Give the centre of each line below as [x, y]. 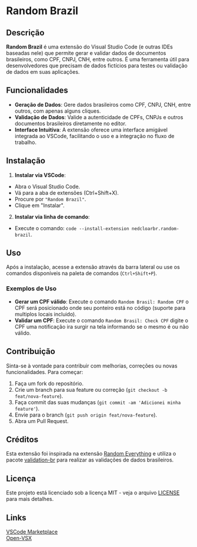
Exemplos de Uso [31, 289]
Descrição [25, 33]
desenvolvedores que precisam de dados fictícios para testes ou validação [97, 65]
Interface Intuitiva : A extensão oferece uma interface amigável [91, 130]
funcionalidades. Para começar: [45, 372]
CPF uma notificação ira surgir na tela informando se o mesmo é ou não [102, 326]
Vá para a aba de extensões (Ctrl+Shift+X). [67, 192]
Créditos [22, 439]
